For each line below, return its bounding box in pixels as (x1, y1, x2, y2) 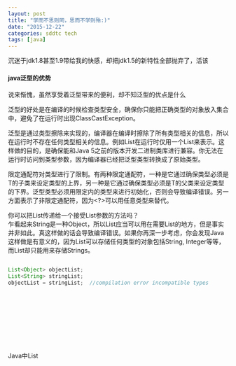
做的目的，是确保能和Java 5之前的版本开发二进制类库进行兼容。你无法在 (13, 146, 223, 155)
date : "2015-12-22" (8, 23, 65, 30)
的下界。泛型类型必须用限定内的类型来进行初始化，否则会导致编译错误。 (8, 188, 216, 196)
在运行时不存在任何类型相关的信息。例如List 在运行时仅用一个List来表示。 (8, 138, 219, 146)
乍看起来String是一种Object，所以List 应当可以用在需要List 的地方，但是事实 (8, 220, 225, 228)
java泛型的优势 (8, 73, 52, 82)
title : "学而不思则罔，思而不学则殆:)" (8, 17, 111, 24)
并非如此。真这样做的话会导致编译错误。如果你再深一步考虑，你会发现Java (8, 229, 225, 237)
